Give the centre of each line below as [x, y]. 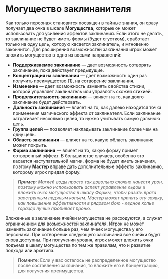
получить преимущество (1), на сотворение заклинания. [73, 81]
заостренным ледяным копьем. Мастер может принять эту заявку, [91, 198]
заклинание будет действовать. [47, 102]
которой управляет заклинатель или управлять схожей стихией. [82, 91]
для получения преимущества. [51, 271]
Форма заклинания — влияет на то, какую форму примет [75, 150]
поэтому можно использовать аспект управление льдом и [81, 187]
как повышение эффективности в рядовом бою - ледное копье [86, 203]
